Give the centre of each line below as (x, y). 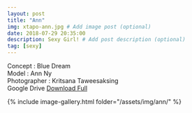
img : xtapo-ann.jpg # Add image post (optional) (79, 27)
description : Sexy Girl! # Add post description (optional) (97, 40)
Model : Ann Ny (30, 73)
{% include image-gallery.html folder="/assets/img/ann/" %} (94, 101)
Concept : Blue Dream (39, 66)
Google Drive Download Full (47, 88)
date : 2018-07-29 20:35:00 (46, 33)
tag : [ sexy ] (24, 46)
